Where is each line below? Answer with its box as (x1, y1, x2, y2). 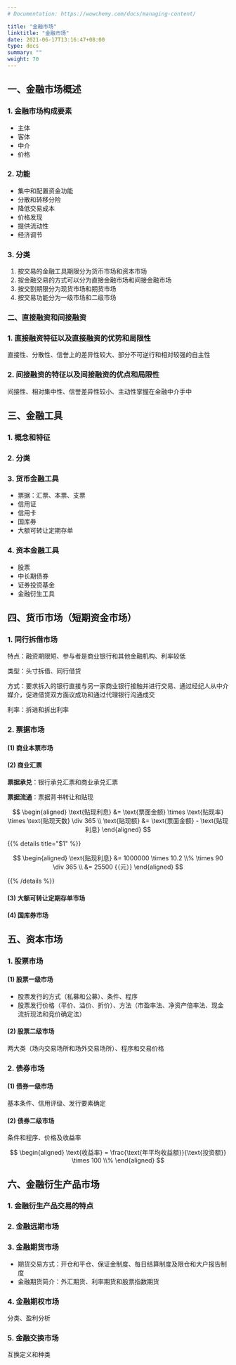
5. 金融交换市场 (7, 1333, 59, 1343)
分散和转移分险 (17, 195, 61, 204)
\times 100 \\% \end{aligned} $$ (71, 1156, 165, 1165)
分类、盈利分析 (7, 1314, 51, 1322)
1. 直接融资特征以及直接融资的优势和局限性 (7, 333, 151, 343)
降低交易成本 (17, 204, 55, 212)
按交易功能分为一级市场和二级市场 (17, 293, 117, 302)
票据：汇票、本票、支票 (17, 491, 86, 500)
